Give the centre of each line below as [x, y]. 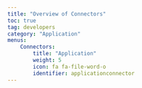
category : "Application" [44, 34]
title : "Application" [65, 54]
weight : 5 [47, 60]
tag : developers [31, 27]
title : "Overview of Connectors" [57, 14]
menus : [17, 40]
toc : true [22, 21]
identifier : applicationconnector [84, 73]
